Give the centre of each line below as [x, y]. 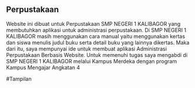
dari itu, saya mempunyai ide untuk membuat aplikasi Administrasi [87, 49]
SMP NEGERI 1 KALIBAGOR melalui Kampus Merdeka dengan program [92, 61]
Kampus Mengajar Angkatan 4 [43, 67]
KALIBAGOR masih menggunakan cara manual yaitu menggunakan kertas [96, 36]
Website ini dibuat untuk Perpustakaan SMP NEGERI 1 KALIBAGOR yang [93, 23]
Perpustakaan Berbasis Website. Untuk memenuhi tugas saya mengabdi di [97, 55]
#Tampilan [19, 79]
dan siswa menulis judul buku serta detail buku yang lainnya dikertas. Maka [98, 42]
